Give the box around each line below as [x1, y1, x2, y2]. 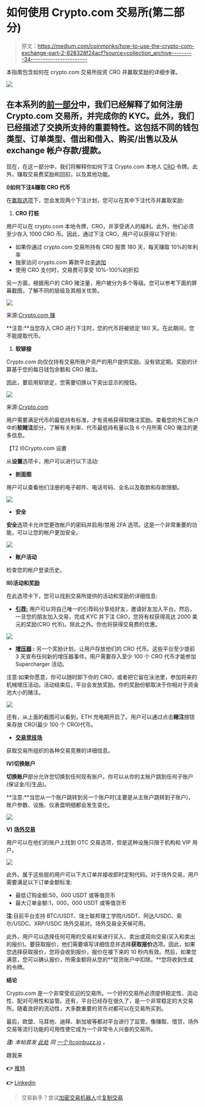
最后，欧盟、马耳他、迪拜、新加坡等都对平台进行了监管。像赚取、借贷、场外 [6, 1018, 199, 1025]
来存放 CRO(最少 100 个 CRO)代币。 [6, 721, 96, 728]
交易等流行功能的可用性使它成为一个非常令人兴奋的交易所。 [6, 1025, 156, 1032]
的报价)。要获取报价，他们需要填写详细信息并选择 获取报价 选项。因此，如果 [6, 940, 196, 948]
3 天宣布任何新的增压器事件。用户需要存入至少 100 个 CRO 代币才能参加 [15, 653, 196, 660]
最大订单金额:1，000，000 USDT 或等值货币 [15, 899, 127, 906]
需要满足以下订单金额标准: [6, 878, 73, 885]
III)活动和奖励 [6, 579, 40, 587]
